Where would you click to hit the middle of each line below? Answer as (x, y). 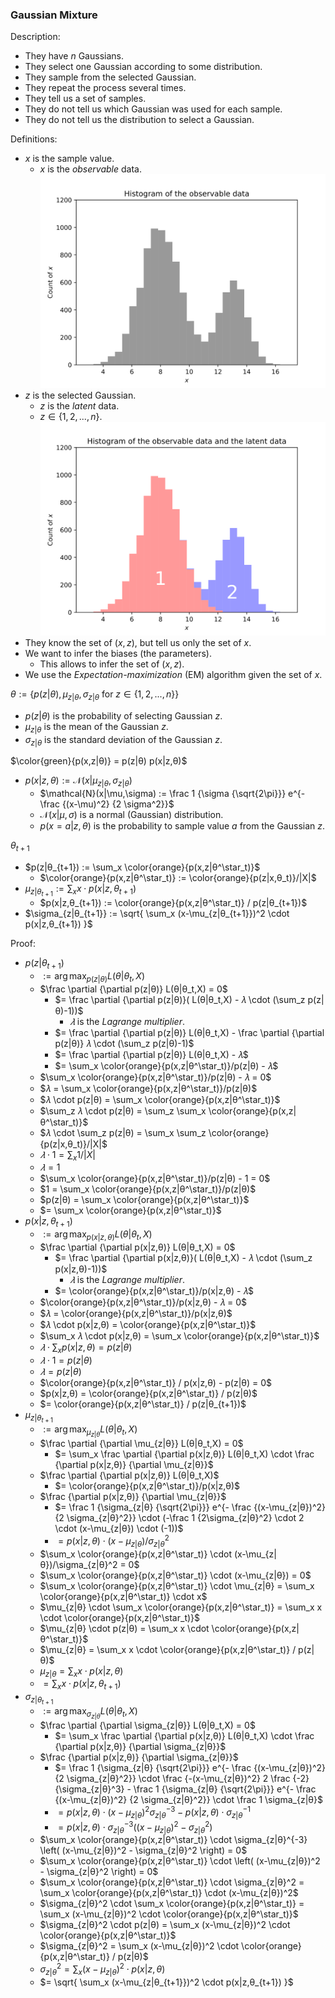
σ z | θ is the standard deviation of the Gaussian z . (123, 740)
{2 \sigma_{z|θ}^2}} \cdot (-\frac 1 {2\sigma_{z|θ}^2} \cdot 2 (179, 1518)
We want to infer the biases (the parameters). (118, 653)
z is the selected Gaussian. (80, 395)
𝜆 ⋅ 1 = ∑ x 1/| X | (67, 1155)
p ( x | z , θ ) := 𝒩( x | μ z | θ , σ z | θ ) (78, 781)
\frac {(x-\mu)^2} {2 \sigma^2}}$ (107, 804)
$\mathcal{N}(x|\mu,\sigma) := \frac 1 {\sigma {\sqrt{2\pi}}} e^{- (172, 794)
